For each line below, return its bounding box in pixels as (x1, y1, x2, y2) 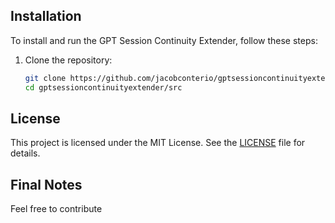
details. (10, 147, 41, 159)
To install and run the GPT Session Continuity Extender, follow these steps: (10, 34, 318, 46)
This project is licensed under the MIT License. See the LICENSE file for (10, 137, 306, 149)
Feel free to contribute (10, 203, 103, 215)
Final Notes (10, 176, 83, 193)
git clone (24, 73, 67, 83)
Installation (10, 8, 82, 25)
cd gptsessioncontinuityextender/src (24, 82, 183, 93)
